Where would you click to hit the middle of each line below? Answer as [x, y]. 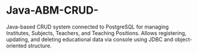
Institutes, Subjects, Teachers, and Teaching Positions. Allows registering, [96, 33]
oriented [16, 46]
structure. [40, 46]
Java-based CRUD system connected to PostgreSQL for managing [87, 27]
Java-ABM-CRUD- [52, 10]
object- [183, 39]
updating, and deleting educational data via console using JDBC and [90, 39]
